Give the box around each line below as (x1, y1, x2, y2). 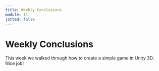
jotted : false (5, 17, 35, 22)
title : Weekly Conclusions (5, 7, 62, 13)
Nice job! (5, 60, 24, 66)
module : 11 (5, 12, 28, 17)
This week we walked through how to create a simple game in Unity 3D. (5, 55, 154, 61)
